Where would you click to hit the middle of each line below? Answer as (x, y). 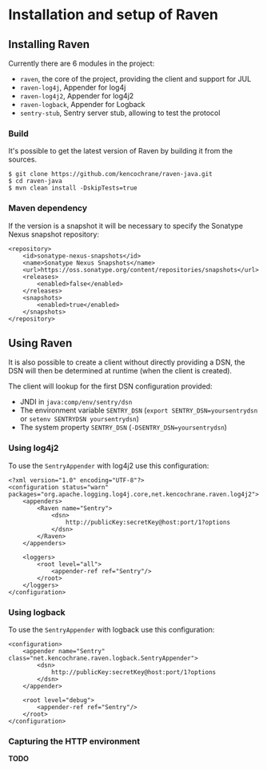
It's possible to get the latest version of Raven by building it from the (121, 151)
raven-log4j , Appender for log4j (73, 87)
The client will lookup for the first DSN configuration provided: (111, 386)
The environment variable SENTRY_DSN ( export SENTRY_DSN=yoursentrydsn (139, 410)
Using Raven (40, 343)
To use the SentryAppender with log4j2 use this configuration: (109, 465)
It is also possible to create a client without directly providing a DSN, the (127, 362)
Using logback (37, 612)
